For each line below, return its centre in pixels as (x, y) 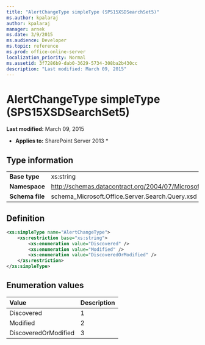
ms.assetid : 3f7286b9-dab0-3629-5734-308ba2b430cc (72, 63)
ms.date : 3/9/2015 (30, 35)
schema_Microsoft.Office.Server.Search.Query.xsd (124, 196)
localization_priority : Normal (46, 57)
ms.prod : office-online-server (46, 52)
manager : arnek (26, 29)
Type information (40, 160)
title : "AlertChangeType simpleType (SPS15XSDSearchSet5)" (83, 12)
